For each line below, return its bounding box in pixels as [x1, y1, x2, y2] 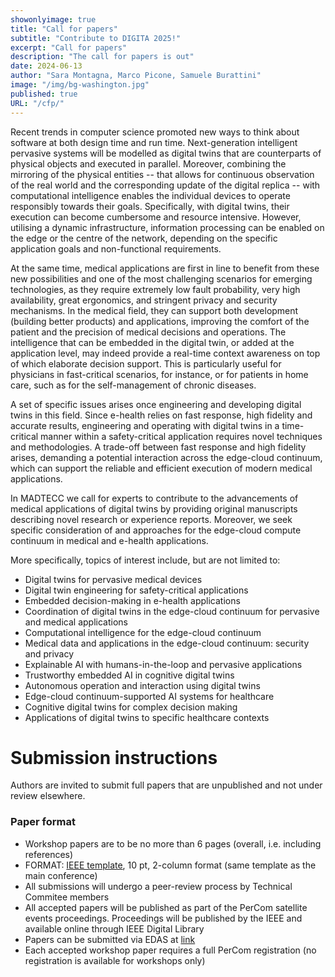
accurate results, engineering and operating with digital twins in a [10, 419, 280, 431]
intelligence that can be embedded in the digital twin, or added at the [10, 336, 295, 348]
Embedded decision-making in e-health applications [24, 594, 241, 606]
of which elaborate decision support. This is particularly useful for [10, 357, 282, 370]
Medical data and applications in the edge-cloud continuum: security [24, 637, 310, 649]
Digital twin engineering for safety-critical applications [24, 584, 249, 596]
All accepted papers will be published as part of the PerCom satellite [24, 901, 308, 913]
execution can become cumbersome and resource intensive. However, [10, 211, 302, 223]
